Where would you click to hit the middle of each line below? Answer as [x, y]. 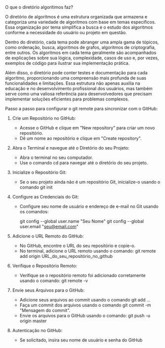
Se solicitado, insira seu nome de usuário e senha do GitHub [81, 340]
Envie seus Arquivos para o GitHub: [48, 290]
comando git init [36, 187]
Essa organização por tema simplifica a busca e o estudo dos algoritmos [79, 27]
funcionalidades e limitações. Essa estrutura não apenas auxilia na [73, 83]
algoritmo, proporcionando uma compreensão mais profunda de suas [76, 78]
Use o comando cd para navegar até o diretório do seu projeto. [84, 163]
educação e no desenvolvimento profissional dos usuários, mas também [79, 88]
